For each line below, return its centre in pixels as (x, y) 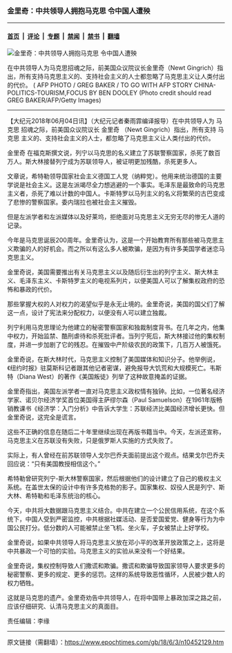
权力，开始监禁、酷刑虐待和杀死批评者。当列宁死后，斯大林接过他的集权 (116, 336)
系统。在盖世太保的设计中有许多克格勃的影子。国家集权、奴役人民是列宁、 (113, 487)
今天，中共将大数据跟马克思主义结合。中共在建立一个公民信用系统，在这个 (113, 510)
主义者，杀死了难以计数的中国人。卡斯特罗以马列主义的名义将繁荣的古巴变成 (116, 193)
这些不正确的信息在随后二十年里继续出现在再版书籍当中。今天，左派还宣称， (116, 432)
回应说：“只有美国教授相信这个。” (54, 464)
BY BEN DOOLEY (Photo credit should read (150, 93)
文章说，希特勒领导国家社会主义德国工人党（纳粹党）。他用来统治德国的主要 (115, 176)
